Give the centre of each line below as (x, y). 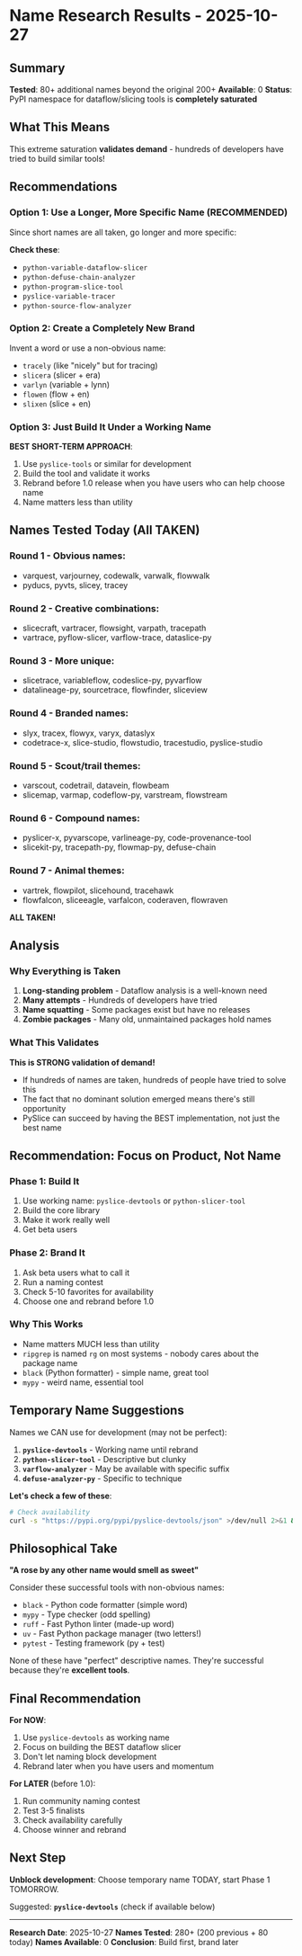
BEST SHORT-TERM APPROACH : (71, 447)
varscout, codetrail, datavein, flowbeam (96, 785)
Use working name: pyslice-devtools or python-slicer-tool (134, 1201)
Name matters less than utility (77, 502)
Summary (37, 68)
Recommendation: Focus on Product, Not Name (145, 1155)
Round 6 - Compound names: (75, 817)
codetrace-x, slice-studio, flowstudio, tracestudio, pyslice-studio (142, 742)
